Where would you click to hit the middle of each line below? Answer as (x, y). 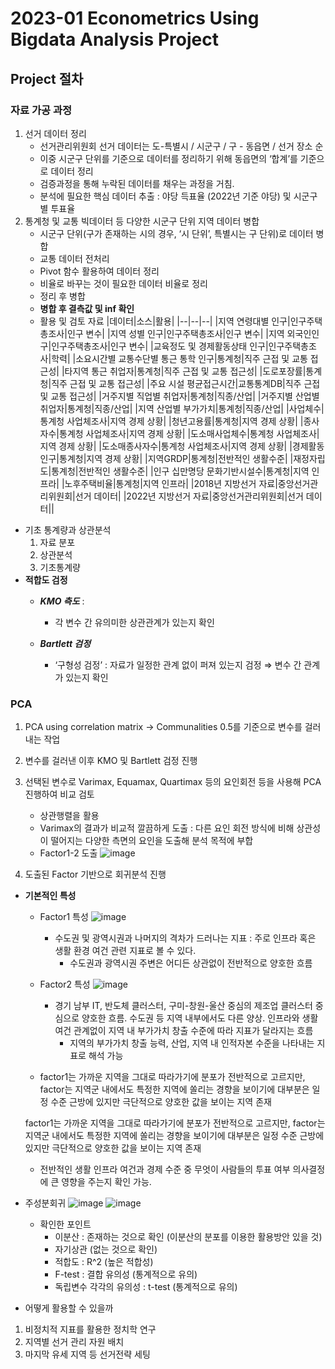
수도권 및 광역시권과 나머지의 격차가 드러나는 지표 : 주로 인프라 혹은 (185, 938)
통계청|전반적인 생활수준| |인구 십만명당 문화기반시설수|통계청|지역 (180, 471)
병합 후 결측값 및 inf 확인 (87, 308)
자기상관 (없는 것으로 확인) (106, 1249)
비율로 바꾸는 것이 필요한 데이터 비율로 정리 (123, 283)
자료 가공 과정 (41, 110)
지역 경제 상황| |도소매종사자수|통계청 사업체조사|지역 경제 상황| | (166, 446)
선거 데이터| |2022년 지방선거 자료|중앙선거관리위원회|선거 (189, 496)
